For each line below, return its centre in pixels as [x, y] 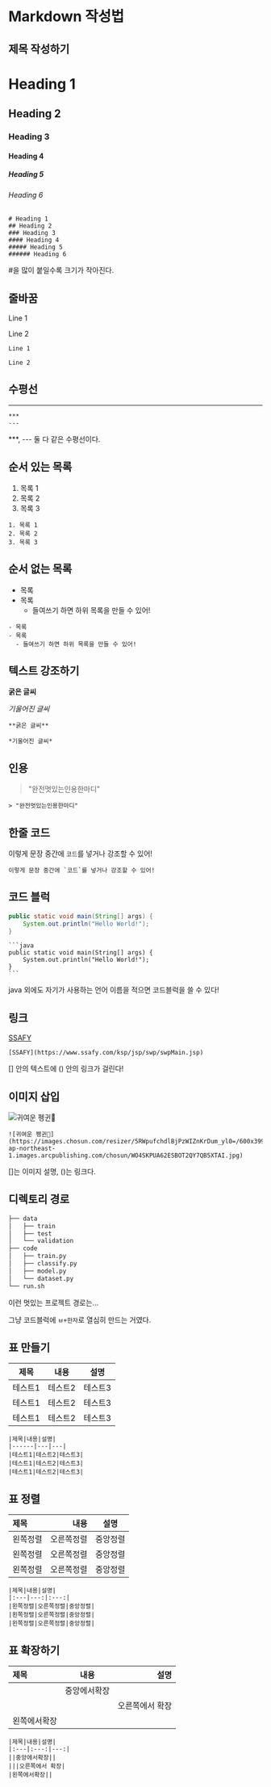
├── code [23, 1248]
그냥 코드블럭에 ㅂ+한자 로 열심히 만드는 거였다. [80, 1319]
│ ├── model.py [38, 1271]
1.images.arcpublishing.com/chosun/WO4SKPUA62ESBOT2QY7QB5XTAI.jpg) [126, 1156]
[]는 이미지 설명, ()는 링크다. [52, 1171]
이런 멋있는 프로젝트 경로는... [54, 1302]
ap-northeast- [32, 1148]
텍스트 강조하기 [44, 671]
